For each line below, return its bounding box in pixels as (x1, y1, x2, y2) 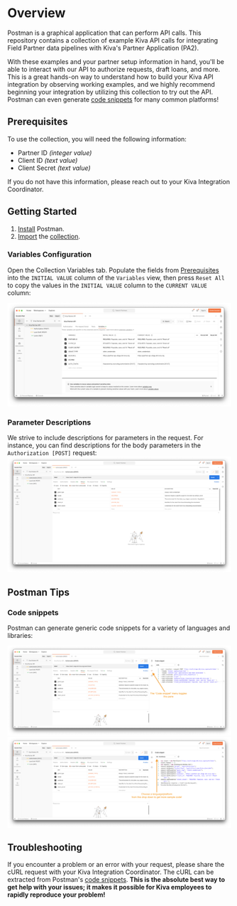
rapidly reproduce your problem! (7, 890, 106, 899)
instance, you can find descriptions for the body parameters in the (7, 441, 201, 449)
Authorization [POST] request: (7, 448, 97, 457)
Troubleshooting (7, 841, 83, 853)
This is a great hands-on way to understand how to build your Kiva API (7, 73, 214, 81)
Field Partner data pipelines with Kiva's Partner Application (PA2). (7, 43, 199, 52)
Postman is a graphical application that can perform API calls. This (7, 28, 202, 37)
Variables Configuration (7, 250, 92, 260)
